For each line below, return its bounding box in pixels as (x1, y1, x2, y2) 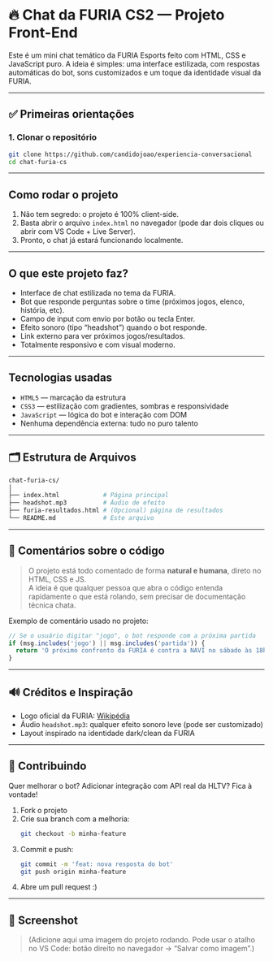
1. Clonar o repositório (8, 132, 97, 143)
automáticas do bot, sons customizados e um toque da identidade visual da (8, 67, 262, 77)
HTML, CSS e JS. (28, 574, 87, 584)
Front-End (8, 24, 79, 42)
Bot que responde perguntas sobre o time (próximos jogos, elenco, (19, 297, 245, 306)
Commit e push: (19, 844, 74, 854)
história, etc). (19, 305, 65, 314)
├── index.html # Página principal (8, 491, 169, 500)
